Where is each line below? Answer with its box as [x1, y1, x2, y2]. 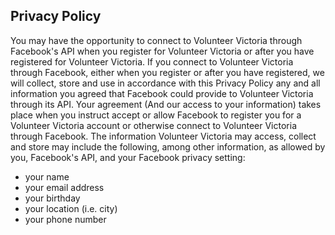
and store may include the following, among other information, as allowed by [10, 140, 326, 153]
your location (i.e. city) [24, 202, 118, 214]
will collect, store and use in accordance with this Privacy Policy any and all [10, 77, 321, 89]
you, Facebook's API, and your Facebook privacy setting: [10, 151, 246, 163]
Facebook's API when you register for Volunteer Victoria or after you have [10, 45, 315, 57]
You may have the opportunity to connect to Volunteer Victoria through [10, 34, 303, 46]
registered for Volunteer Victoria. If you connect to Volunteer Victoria [10, 55, 294, 68]
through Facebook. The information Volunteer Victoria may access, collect [10, 130, 317, 142]
